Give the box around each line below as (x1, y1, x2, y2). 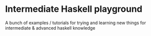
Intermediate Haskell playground (5, 3, 143, 15)
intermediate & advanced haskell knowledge (5, 25, 96, 31)
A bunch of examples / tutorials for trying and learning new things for (5, 20, 146, 26)
